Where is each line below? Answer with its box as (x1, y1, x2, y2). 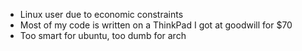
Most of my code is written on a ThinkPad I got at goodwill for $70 (19, 19, 293, 31)
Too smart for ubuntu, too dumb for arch (19, 30, 187, 41)
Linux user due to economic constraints (19, 9, 184, 20)
